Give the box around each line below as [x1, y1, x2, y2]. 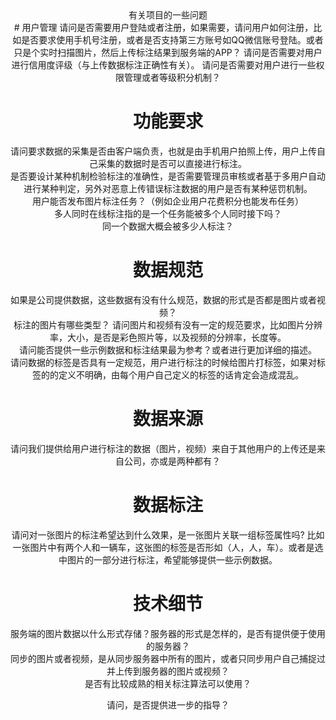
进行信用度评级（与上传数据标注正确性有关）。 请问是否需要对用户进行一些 [11, 59, 317, 71]
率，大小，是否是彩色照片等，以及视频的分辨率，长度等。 [49, 331, 287, 343]
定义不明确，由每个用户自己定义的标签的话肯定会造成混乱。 [58, 368, 304, 381]
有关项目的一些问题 [128, 9, 208, 21]
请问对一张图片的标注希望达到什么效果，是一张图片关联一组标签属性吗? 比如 [11, 528, 325, 541]
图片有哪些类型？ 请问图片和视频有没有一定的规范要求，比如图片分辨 [39, 318, 323, 331]
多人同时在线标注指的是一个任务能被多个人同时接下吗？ [54, 207, 282, 219]
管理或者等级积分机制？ [123, 72, 221, 83]
